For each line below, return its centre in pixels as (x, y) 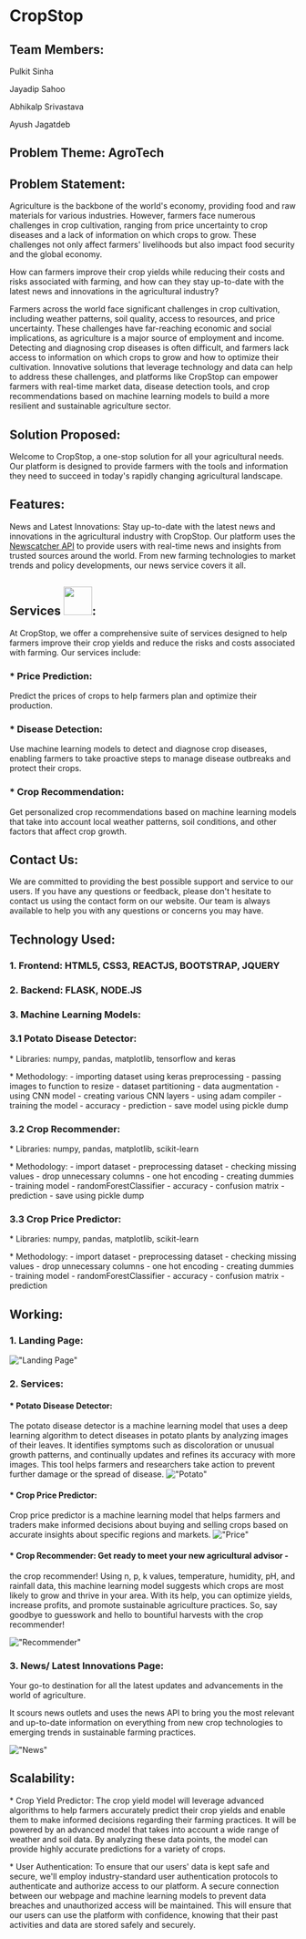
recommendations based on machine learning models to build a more (140, 397)
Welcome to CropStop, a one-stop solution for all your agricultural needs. (147, 457)
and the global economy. (56, 254)
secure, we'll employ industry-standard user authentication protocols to (144, 1876)
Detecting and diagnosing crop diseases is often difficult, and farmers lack (149, 348)
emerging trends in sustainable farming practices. (103, 1732)
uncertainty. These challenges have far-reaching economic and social (140, 328)
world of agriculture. (48, 1695)
